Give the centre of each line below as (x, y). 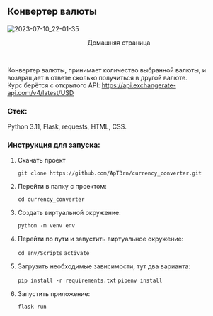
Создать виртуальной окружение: (69, 213)
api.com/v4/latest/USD (41, 92)
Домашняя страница (119, 43)
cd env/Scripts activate (53, 254)
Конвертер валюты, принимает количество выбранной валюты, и (107, 70)
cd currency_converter (51, 200)
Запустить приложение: (54, 294)
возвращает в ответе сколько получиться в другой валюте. (97, 77)
